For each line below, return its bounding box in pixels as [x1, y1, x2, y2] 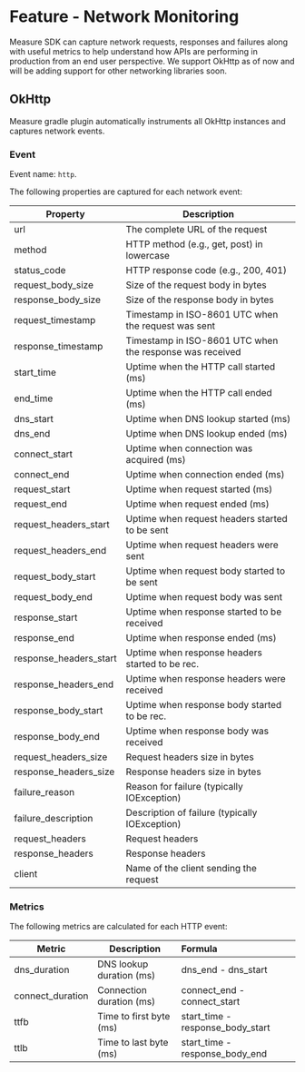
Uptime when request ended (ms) [125, 497, 270, 510]
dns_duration [14, 964, 70, 977]
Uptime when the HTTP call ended [125, 387, 272, 399]
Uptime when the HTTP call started [125, 360, 276, 373]
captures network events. [9, 125, 105, 136]
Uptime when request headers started [125, 513, 288, 526]
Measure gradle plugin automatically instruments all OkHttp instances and [9, 115, 286, 126]
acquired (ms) [125, 454, 186, 467]
